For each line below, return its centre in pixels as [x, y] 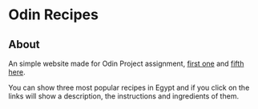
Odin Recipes [53, 15]
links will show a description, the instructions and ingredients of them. [123, 96]
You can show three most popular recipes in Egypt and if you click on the [129, 87]
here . [17, 72]
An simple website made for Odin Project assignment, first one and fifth [126, 63]
